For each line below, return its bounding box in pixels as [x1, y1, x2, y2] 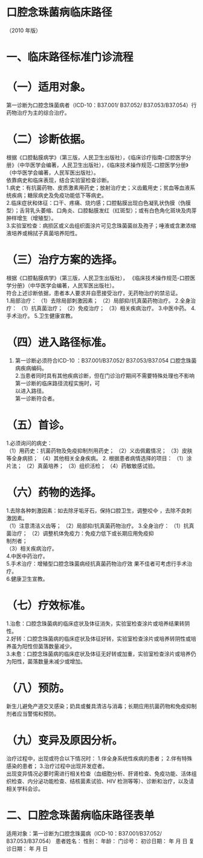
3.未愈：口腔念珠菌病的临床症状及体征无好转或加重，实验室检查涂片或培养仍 [6, 650, 196, 657]
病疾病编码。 [14, 364, 47, 372]
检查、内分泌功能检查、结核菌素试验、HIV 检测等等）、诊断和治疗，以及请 [11, 777, 195, 785]
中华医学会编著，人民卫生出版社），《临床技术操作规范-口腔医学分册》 [19, 161, 188, 169]
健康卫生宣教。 [11, 575, 48, 582]
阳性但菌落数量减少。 [22, 642, 76, 649]
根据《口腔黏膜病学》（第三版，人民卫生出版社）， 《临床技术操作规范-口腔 [6, 274, 190, 281]
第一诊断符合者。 [14, 395, 58, 402]
